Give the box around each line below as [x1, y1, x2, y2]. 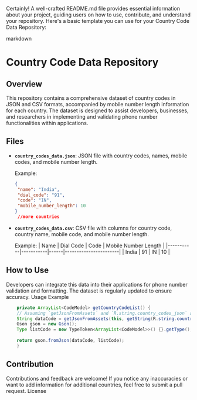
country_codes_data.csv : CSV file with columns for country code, [14, 224, 172, 231]
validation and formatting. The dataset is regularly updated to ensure [6, 287, 172, 294]
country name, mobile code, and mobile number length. [14, 230, 150, 237]
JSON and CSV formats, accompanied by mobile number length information [6, 101, 189, 107]
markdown [6, 35, 32, 42]
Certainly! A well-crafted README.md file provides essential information [6, 5, 181, 12]
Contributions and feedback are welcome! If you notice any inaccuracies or [6, 375, 188, 382]
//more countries [17, 214, 60, 220]
